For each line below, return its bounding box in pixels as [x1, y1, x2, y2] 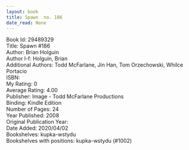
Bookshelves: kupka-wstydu [6, 131, 76, 138]
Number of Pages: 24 [6, 105, 59, 113]
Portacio [6, 68, 27, 75]
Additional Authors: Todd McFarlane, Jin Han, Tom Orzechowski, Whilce [6, 61, 184, 68]
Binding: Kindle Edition [6, 99, 61, 107]
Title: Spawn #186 [6, 42, 51, 49]
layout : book [6, 8, 39, 15]
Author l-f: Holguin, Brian [6, 55, 68, 62]
